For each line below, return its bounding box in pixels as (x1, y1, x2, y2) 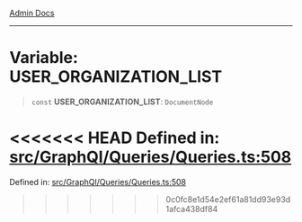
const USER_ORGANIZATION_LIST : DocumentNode (31, 96, 214, 107)
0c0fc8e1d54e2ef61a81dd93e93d (165, 193, 291, 205)
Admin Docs (9, 8, 55, 18)
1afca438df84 (165, 203, 218, 214)
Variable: (9, 48, 79, 68)
